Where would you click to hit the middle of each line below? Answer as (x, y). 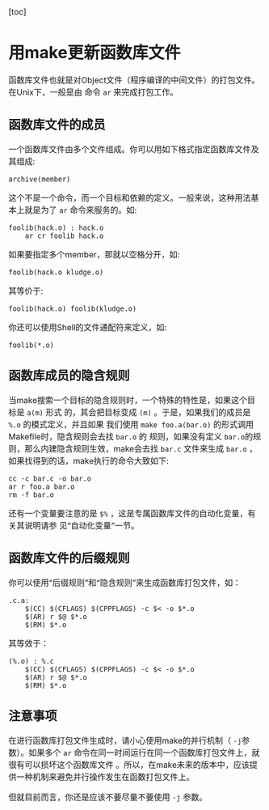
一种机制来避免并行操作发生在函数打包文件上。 (106, 777)
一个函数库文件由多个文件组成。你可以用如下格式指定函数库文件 (130, 149)
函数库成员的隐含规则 (69, 376)
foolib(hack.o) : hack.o (56, 227)
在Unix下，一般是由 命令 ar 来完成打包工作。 (93, 92)
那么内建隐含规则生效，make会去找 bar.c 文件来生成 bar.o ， (141, 449)
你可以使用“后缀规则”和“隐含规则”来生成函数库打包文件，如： (125, 583)
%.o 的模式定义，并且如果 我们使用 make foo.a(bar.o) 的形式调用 (131, 425)
